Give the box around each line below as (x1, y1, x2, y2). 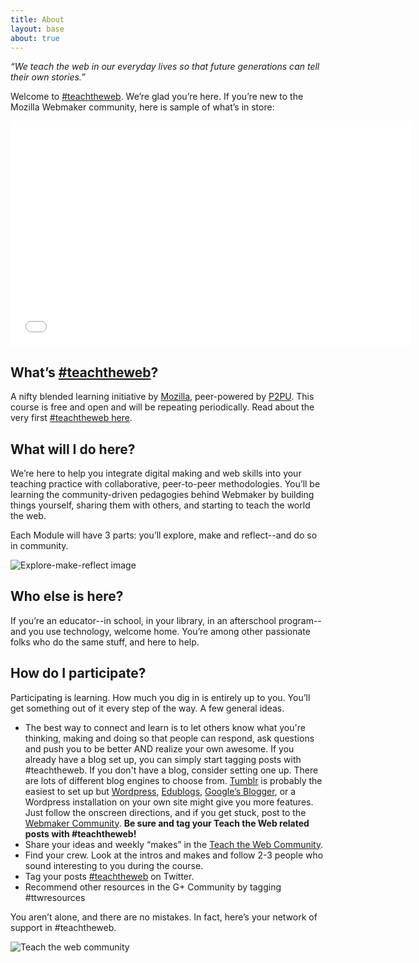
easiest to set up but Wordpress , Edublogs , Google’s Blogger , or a (24, 785, 297, 797)
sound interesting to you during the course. (24, 859, 204, 871)
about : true (10, 33, 60, 43)
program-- (278, 614, 322, 626)
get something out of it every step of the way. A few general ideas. (10, 702, 285, 714)
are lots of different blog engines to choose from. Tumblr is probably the (24, 774, 323, 786)
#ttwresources (24, 891, 86, 903)
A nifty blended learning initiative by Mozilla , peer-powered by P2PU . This (10, 391, 315, 403)
